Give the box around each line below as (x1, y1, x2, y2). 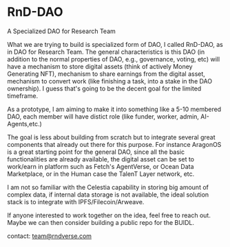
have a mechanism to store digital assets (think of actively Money (7, 62, 193, 70)
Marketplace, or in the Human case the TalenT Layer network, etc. (7, 170, 195, 178)
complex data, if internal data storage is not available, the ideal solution (7, 190, 209, 199)
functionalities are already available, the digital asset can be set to (7, 155, 195, 163)
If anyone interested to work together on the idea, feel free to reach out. (7, 211, 211, 219)
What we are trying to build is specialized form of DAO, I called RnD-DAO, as (7, 40, 224, 48)
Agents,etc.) (7, 119, 43, 128)
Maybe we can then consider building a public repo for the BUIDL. (7, 218, 195, 226)
